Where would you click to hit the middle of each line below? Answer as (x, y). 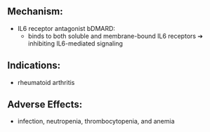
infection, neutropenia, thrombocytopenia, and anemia (96, 121)
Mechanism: (35, 12)
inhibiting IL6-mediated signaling (75, 43)
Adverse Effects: (45, 105)
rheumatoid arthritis (46, 82)
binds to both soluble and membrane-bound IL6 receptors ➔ (116, 36)
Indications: (34, 66)
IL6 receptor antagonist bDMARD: (66, 28)
